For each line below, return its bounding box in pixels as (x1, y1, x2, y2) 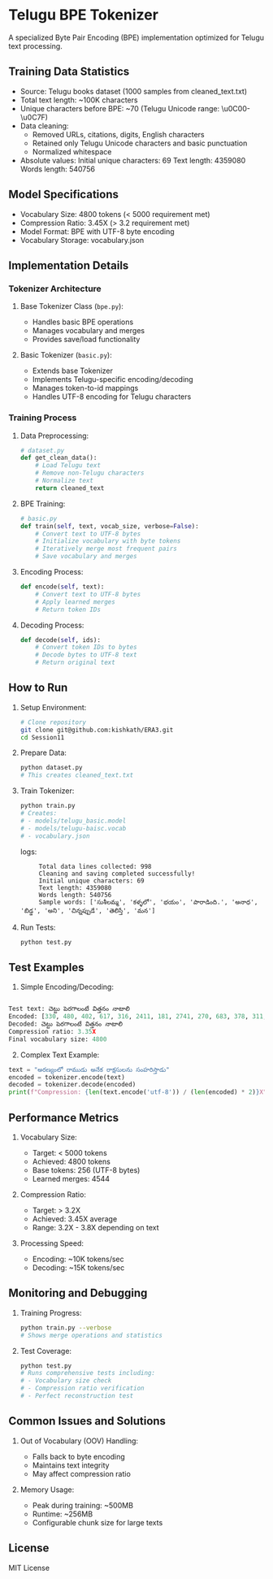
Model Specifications (8, 188, 119, 202)
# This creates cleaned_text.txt (19, 771, 134, 779)
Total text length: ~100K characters (19, 95, 138, 105)
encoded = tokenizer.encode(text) (8, 1073, 126, 1082)
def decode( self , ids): (19, 636, 102, 644)
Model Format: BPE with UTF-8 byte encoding (19, 226, 175, 236)
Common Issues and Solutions (8, 1414, 167, 1428)
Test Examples (8, 961, 84, 974)
